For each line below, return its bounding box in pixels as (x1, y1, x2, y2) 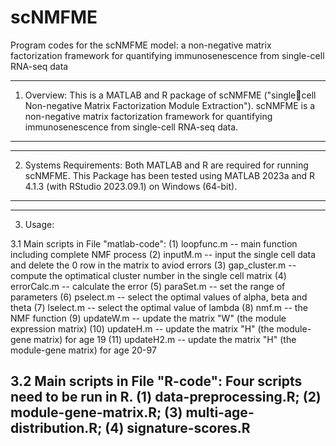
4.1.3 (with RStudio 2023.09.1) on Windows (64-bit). (24, 180, 238, 192)
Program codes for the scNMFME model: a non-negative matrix (10, 39, 272, 51)
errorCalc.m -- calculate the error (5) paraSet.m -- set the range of (10, 280, 286, 292)
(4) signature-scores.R (104, 420, 251, 437)
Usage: (24, 218, 55, 230)
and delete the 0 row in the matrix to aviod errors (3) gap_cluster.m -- (10, 259, 297, 271)
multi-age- (185, 404, 255, 421)
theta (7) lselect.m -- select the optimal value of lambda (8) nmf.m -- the (10, 301, 308, 313)
